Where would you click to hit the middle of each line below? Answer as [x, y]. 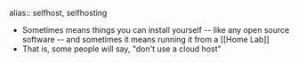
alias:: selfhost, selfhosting [58, 13]
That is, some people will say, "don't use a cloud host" [121, 49]
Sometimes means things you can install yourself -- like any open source [156, 30]
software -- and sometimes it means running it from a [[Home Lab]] [145, 39]
